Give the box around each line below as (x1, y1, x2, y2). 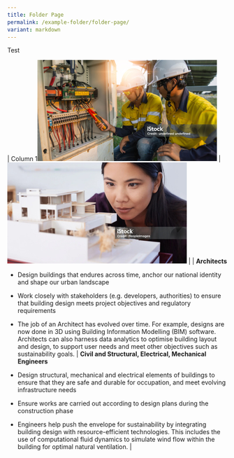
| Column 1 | (7, 155, 221, 163)
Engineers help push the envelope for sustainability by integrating (17, 420, 207, 429)
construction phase (17, 407, 73, 415)
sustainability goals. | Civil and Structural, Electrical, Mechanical (17, 350, 207, 359)
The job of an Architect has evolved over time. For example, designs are (17, 320, 225, 328)
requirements (17, 307, 56, 315)
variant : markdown (7, 26, 61, 33)
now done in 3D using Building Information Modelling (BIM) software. (17, 328, 217, 336)
